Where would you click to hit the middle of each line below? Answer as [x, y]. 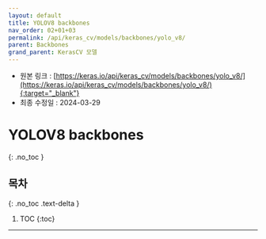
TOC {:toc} [37, 218]
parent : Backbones [38, 45]
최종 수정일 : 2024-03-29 [60, 102]
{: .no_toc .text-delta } [44, 203]
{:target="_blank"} [49, 93]
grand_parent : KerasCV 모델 [53, 52]
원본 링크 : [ [38, 76]
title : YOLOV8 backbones [49, 23]
